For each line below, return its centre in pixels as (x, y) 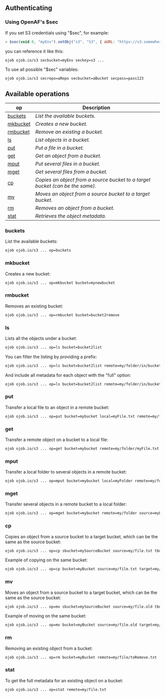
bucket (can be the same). (66, 186)
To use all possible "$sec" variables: (42, 70)
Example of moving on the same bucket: (46, 616)
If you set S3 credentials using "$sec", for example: (57, 33)
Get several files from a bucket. (71, 172)
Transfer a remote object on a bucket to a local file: (57, 440)
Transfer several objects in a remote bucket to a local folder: (66, 504)
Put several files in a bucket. (68, 164)
